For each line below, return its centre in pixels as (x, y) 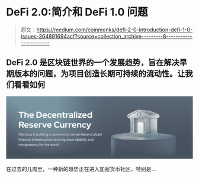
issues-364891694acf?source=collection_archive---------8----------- (106, 36)
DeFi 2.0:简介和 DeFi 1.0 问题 (77, 12)
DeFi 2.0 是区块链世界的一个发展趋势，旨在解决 (93, 63)
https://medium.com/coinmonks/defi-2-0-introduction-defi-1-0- (115, 30)
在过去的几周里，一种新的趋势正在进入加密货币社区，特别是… (81, 169)
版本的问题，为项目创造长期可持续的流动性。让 (99, 74)
